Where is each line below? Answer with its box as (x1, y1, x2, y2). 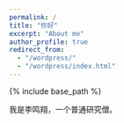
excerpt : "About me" (9, 29, 85, 38)
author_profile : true (9, 37, 89, 47)
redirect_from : (9, 46, 65, 54)
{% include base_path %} (9, 85, 102, 97)
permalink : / (9, 12, 57, 22)
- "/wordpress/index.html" (17, 62, 116, 71)
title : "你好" (9, 21, 59, 30)
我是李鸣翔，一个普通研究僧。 (9, 104, 117, 114)
